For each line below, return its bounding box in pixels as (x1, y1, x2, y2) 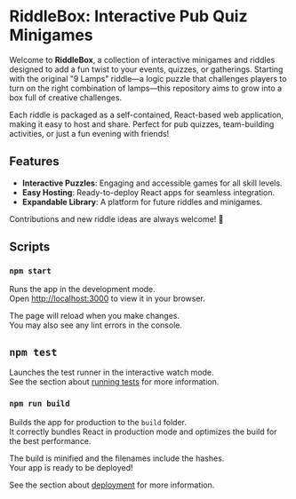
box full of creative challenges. (9, 91, 123, 103)
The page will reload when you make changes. (9, 311, 180, 321)
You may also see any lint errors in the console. (9, 320, 182, 330)
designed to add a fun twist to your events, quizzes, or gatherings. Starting (9, 64, 284, 75)
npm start (9, 266, 52, 276)
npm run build (9, 399, 70, 409)
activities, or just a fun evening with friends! (9, 128, 170, 139)
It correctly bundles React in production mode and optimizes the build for (9, 426, 277, 437)
